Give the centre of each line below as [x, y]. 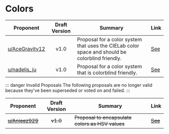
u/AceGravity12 [26, 49]
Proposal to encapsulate [103, 117]
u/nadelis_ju [22, 69]
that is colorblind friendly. [107, 72]
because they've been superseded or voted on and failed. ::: [68, 90]
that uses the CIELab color [108, 46]
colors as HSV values [100, 123]
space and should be [102, 52]
